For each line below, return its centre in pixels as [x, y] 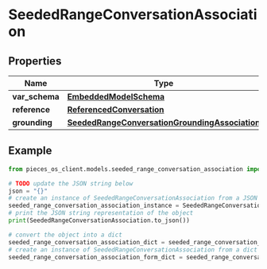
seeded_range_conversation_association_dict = [87, 242]
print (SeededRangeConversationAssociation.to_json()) [99, 220]
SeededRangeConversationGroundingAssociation [164, 123]
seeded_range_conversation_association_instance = [94, 206]
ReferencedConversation [116, 109]
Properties [35, 61]
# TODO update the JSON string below [71, 183]
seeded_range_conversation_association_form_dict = [95, 257]
